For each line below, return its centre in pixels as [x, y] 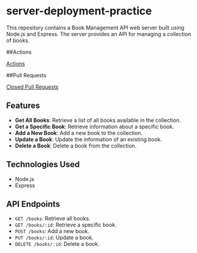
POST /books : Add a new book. [52, 231]
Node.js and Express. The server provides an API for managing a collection [99, 34]
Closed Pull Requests [32, 87]
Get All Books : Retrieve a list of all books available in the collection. [98, 120]
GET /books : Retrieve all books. [53, 219]
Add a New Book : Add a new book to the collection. [78, 132]
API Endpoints [33, 204]
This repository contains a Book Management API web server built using [95, 28]
